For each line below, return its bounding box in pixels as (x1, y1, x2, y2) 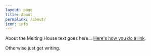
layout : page (5, 7, 33, 13)
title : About (5, 12, 33, 17)
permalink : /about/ (5, 17, 46, 22)
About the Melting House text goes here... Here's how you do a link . (5, 35, 146, 41)
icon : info (5, 21, 28, 27)
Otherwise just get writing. (5, 45, 61, 51)
